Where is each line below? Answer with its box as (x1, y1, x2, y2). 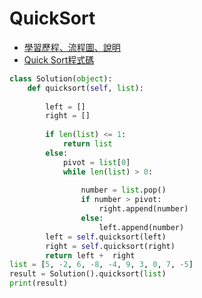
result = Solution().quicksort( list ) (9, 269, 167, 279)
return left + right (45, 250, 136, 261)
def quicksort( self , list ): (27, 83, 144, 93)
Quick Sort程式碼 (23, 53, 95, 66)
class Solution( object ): (9, 73, 113, 84)
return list (62, 139, 113, 149)
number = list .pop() (80, 185, 167, 196)
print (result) (9, 278, 69, 289)
